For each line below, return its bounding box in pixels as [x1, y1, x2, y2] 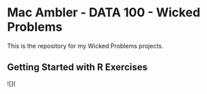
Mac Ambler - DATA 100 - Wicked [7, 5, 201, 20]
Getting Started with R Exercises [7, 61, 148, 73]
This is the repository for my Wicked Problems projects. [7, 42, 164, 50]
